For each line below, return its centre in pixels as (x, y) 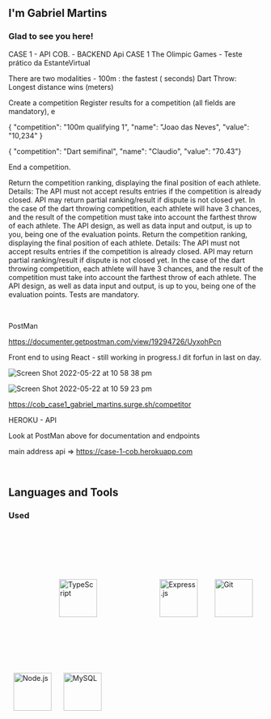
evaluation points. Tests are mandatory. (74, 294)
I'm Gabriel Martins (58, 13)
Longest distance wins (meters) (61, 87)
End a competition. (40, 167)
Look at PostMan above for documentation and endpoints (104, 436)
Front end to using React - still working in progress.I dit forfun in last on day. (135, 357)
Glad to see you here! (51, 36)
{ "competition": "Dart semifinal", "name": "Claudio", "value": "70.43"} (125, 151)
